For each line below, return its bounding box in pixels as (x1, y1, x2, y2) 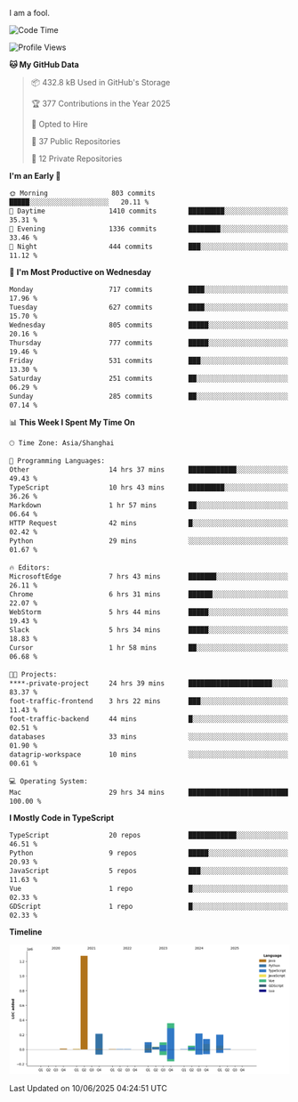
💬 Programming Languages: (9, 457, 105, 466)
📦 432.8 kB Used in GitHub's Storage (30, 77, 171, 87)
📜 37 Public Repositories (30, 136, 121, 146)
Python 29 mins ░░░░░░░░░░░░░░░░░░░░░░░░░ (9, 537, 289, 546)
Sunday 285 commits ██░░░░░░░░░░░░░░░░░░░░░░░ (9, 392, 289, 401)
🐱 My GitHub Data (9, 60, 80, 69)
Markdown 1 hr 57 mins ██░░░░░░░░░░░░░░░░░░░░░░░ (9, 501, 289, 510)
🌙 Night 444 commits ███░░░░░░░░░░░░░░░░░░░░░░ (9, 242, 289, 251)
